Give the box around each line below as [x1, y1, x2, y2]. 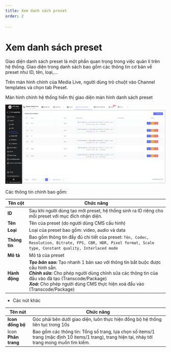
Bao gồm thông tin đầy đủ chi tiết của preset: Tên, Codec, [28, 234, 149, 240]
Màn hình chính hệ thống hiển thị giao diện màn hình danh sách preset [5, 94, 153, 100]
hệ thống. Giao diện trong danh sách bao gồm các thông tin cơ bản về [5, 64, 153, 70]
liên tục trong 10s [32, 321, 70, 328]
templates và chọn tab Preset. [5, 85, 68, 91]
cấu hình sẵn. [28, 264, 57, 270]
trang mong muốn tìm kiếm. [32, 339, 90, 346]
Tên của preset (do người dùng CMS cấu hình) [28, 220, 126, 226]
